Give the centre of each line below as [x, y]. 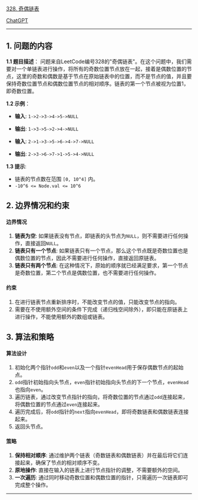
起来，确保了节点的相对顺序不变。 [61, 463]
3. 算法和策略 [30, 337]
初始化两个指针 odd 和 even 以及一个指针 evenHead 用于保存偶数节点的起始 [99, 368]
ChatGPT [17, 20]
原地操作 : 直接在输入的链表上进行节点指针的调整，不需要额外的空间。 [99, 470]
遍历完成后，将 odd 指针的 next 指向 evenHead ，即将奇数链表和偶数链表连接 [102, 412]
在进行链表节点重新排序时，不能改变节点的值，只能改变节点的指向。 [97, 302]
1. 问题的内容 [29, 46]
